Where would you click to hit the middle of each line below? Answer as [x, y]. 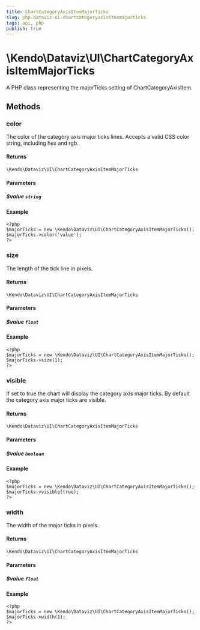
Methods [23, 107]
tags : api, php [25, 23]
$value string [24, 196]
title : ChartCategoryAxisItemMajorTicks [58, 12]
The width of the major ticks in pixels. [53, 525]
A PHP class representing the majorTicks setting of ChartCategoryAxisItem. [100, 88]
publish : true [24, 29]
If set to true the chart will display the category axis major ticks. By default [98, 393]
